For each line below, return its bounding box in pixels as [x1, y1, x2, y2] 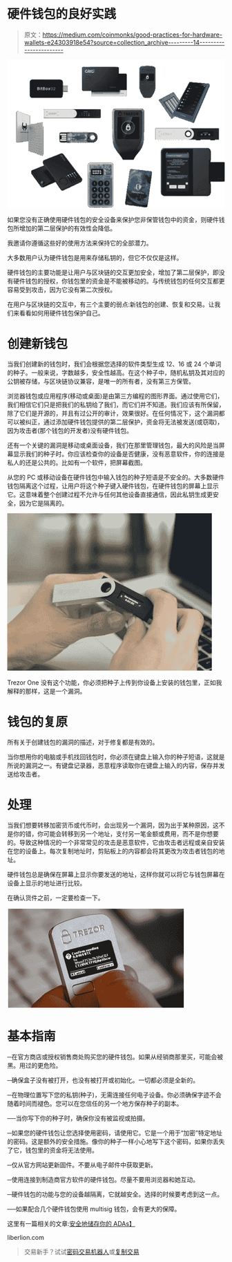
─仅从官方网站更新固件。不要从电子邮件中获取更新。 [7, 1161, 157, 1169]
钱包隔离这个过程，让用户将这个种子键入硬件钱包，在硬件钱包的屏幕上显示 [7, 482, 219, 490]
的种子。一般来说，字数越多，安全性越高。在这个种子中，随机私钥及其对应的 [7, 369, 225, 377]
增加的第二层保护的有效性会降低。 [19, 224, 116, 232]
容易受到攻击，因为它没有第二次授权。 [7, 286, 116, 294]
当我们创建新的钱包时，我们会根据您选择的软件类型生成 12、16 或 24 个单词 [7, 360, 222, 369]
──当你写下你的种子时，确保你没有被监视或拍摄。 [7, 1114, 149, 1122]
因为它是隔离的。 [19, 499, 68, 508]
